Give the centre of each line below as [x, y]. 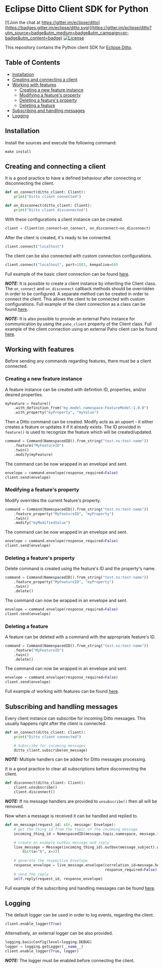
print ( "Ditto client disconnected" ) [51, 210]
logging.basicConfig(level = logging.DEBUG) [49, 942]
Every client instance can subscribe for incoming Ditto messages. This [75, 718]
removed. [15, 807]
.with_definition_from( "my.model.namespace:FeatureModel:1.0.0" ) [81, 408]
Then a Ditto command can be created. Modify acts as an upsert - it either [79, 422]
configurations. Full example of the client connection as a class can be [75, 304]
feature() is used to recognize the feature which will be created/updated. [79, 432]
